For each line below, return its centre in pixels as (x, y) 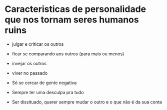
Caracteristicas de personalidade (75, 9)
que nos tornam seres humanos (72, 20)
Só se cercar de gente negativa (44, 83)
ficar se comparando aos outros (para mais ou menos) (68, 54)
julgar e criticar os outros (38, 44)
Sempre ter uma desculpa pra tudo (48, 92)
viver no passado (30, 73)
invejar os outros (29, 63)
